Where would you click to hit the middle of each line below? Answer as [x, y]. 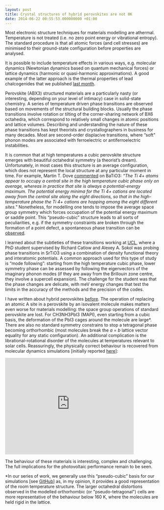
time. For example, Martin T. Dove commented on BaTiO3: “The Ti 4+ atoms [82, 176]
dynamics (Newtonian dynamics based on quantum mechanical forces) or [80, 68]
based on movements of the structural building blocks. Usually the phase [79, 109]
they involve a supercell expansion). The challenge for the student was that [81, 279]
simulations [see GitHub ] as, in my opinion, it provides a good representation [82, 482]
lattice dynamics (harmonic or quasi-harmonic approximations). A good [77, 74]
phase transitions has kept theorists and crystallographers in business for [79, 130]
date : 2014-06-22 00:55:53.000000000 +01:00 [51, 19]
